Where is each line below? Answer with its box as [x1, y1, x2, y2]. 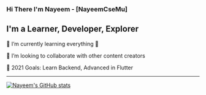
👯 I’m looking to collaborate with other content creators [6, 51, 145, 59]
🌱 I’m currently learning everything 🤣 [6, 40, 99, 47]
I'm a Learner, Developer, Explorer [6, 24, 139, 34]
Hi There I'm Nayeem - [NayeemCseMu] [6, 5, 128, 13]
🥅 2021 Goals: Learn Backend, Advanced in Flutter [6, 64, 134, 71]
